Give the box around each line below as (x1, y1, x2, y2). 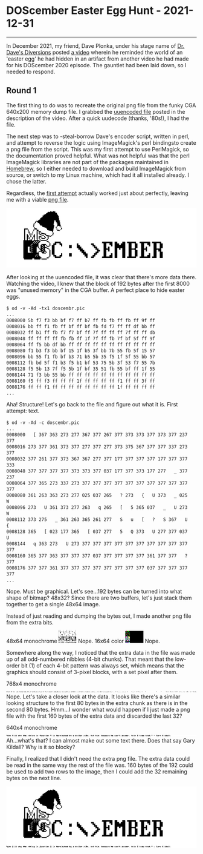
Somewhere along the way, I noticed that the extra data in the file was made (6, 649, 195, 657)
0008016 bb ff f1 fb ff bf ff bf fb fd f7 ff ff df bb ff (6, 323, 155, 330)
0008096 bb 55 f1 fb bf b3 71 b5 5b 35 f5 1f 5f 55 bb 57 (6, 354, 155, 360)
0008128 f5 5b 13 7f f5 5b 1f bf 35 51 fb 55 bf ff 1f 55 (6, 366, 155, 372)
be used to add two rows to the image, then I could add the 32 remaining (6, 768, 187, 775)
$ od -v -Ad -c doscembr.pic (6, 420, 80, 426)
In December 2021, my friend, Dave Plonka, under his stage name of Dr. (6, 42, 185, 49)
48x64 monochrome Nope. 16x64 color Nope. (6, 637, 160, 645)
